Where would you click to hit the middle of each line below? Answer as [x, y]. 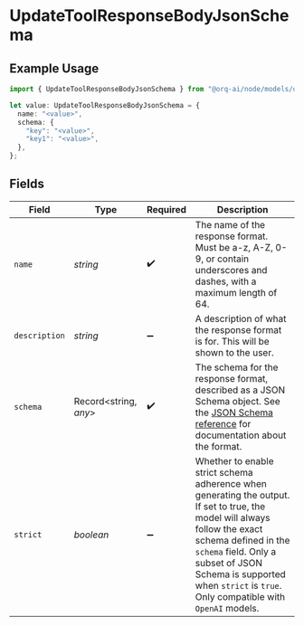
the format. [218, 446]
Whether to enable [234, 460]
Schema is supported [241, 574]
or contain [228, 259]
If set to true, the [230, 506]
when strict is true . [238, 585]
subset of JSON [229, 563]
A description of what [241, 318]
